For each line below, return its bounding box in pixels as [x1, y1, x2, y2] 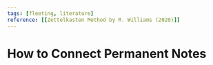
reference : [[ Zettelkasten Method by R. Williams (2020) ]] [7, 16, 181, 23]
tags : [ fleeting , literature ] [7, 10, 94, 17]
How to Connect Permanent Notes [7, 46, 207, 62]
